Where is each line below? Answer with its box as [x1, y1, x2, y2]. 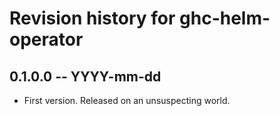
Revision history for [9, 7, 176, 30]
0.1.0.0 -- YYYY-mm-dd [9, 68, 162, 85]
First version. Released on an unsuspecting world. [23, 95, 231, 106]
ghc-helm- [179, 7, 271, 30]
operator [9, 28, 84, 51]
